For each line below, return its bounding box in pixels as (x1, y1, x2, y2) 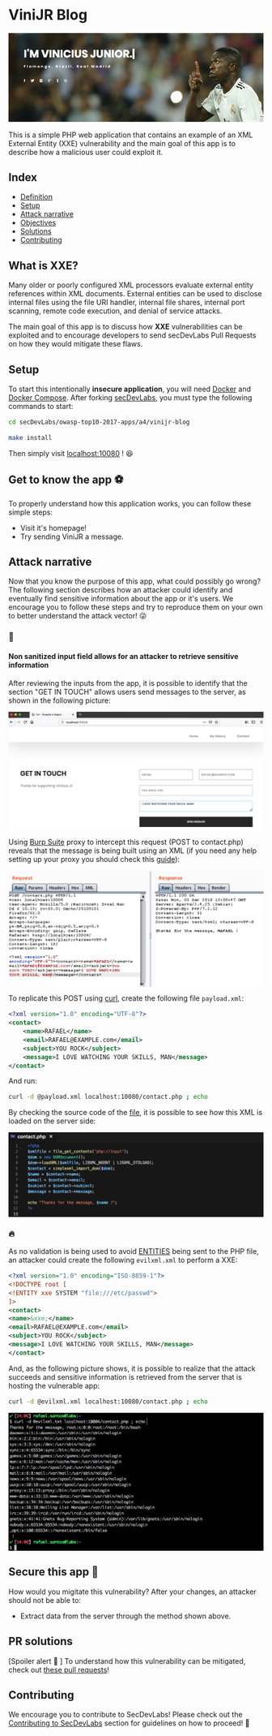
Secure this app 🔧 (8, 1565, 99, 1579)
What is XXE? (8, 258, 79, 273)
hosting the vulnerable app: (8, 1381, 100, 1390)
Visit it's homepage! (19, 523, 87, 532)
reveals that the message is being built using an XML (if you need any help (8, 846, 257, 855)
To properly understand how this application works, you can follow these (8, 498, 252, 508)
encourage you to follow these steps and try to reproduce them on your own (8, 602, 263, 612)
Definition (19, 192, 53, 202)
